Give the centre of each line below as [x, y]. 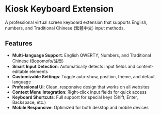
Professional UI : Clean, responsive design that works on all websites [81, 87]
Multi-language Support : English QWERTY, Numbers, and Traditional [81, 55]
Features [19, 44]
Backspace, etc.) [29, 102]
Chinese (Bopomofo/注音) [38, 61]
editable [20, 72]
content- [145, 66]
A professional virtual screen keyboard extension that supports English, [76, 22]
